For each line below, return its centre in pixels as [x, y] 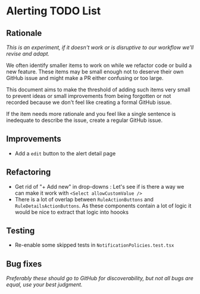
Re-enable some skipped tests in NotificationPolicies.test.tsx [94, 245]
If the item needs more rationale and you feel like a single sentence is [91, 114]
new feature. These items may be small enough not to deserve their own [95, 72]
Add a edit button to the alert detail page [65, 153]
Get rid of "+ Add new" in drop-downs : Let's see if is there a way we [99, 186]
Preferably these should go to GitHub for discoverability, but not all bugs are [100, 278]
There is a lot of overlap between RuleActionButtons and [84, 199]
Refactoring [29, 172]
